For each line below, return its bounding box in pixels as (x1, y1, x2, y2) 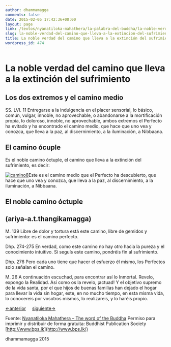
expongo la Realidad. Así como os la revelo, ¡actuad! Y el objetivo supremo (5, 279, 162, 285)
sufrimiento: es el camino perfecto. (5, 233, 79, 239)
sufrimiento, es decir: (5, 162, 50, 168)
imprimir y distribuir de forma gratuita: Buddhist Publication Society (5, 321, 147, 327)
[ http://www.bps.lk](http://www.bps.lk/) (5, 326, 88, 332)
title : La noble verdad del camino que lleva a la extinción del (5, 36, 147, 41)
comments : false (5, 12, 40, 17)
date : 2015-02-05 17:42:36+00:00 (5, 17, 76, 22)
